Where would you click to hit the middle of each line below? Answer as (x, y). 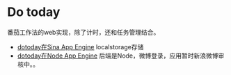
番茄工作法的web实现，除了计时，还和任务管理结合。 (83, 32)
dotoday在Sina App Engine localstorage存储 (80, 47)
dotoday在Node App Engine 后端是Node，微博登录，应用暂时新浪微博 (118, 56)
